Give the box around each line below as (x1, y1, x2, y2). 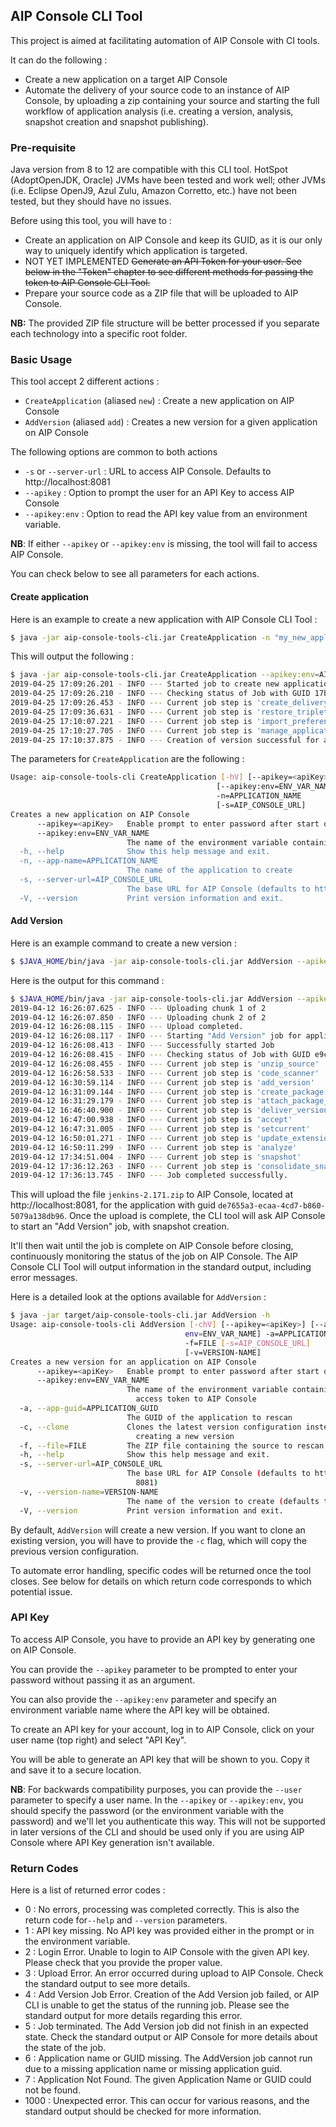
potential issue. (10, 1585, 73, 1598)
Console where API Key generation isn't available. (10, 1836, 215, 1848)
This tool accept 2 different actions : (10, 375, 160, 388)
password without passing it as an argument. (10, 1674, 196, 1686)
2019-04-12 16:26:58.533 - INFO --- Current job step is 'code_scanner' (10, 1068, 320, 1078)
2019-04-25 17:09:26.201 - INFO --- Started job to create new (10, 679, 280, 689)
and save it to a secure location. (10, 1764, 142, 1776)
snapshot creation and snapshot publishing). (24, 115, 209, 128)
